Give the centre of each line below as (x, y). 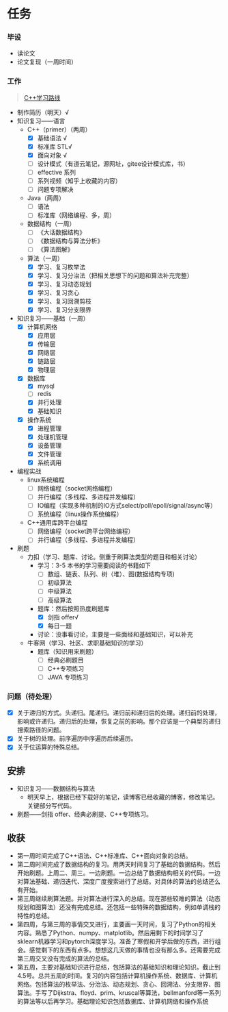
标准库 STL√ (55, 146)
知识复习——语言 (41, 121)
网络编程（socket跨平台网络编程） (86, 531)
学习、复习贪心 (58, 293)
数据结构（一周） (51, 224)
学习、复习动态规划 (65, 284)
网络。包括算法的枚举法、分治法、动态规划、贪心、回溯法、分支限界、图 (118, 985)
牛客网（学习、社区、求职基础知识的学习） (87, 643)
